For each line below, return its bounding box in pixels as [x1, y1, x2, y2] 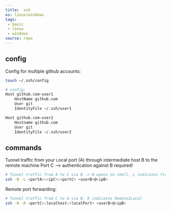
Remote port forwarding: [5, 186, 57, 192]
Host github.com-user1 [5, 92, 53, 97]
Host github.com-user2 [5, 115, 53, 120]
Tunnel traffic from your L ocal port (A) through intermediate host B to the [5, 157, 158, 163]
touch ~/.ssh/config [5, 78, 49, 83]
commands [5, 143, 42, 152]
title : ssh [5, 7, 31, 13]
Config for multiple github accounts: [5, 68, 81, 74]
